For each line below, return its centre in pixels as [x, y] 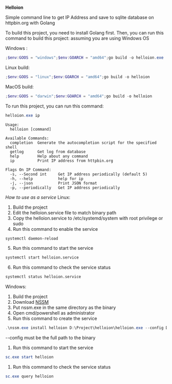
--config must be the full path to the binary [50, 338]
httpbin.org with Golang [30, 23]
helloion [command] [31, 129]
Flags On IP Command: [28, 170]
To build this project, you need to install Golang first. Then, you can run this [84, 33]
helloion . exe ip [23, 115]
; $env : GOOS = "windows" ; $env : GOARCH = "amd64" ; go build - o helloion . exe [84, 58]
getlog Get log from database [48, 152]
